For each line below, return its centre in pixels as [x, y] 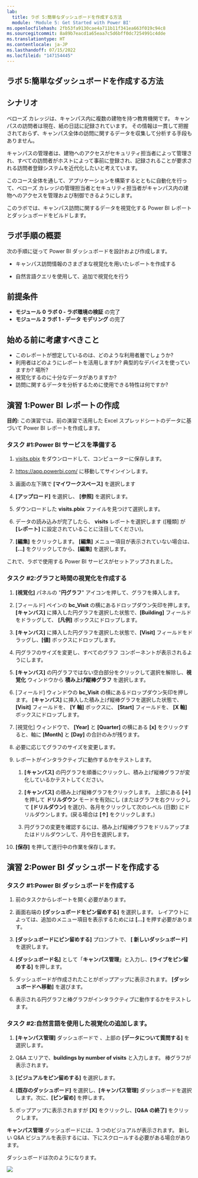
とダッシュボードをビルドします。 [48, 215]
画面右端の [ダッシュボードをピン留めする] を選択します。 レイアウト [99, 912]
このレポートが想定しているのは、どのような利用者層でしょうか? [94, 355]
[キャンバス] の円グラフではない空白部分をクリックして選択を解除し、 [101, 672]
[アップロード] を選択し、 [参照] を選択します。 [73, 496]
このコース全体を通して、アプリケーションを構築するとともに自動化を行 [94, 180]
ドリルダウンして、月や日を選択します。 [83, 834]
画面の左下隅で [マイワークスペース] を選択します [75, 484]
